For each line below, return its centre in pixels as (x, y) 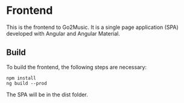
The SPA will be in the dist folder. (47, 95)
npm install (21, 78)
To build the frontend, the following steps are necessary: (76, 67)
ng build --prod (27, 83)
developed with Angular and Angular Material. (63, 33)
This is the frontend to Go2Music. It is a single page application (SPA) (93, 27)
